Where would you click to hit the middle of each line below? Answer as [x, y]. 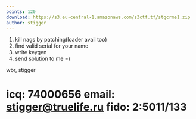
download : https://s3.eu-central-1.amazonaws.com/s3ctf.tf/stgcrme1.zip [98, 17]
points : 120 [21, 12]
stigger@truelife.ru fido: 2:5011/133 [97, 107]
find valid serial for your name [52, 46]
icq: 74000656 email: [60, 94]
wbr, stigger [21, 70]
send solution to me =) [42, 59]
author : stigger [26, 23]
